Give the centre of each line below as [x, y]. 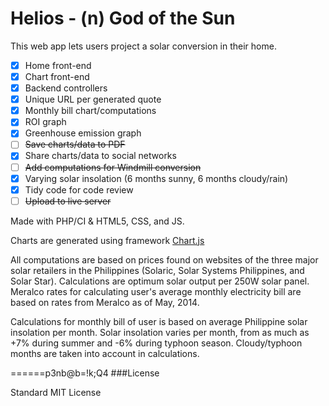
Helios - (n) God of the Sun [123, 18]
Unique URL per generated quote [93, 99]
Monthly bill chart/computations [90, 111]
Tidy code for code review [79, 189]
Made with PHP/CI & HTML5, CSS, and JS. [97, 221]
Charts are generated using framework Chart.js [107, 240]
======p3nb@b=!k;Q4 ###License [85, 373]
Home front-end [58, 65]
